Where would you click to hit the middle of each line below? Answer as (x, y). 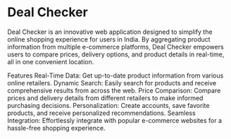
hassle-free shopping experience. (56, 128)
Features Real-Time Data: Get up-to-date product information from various (115, 75)
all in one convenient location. (51, 61)
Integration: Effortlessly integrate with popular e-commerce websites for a (114, 120)
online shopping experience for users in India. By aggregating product (109, 39)
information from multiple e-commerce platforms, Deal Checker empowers (115, 47)
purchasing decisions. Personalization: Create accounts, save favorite (108, 105)
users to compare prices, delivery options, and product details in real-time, (116, 54)
